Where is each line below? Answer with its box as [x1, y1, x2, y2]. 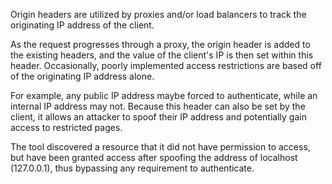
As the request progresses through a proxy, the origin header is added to [10, 39, 311, 50]
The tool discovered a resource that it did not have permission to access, [10, 141, 311, 153]
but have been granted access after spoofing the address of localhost [10, 152, 298, 163]
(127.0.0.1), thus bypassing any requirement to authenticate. [10, 162, 255, 174]
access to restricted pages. [10, 122, 123, 133]
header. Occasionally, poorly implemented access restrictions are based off [10, 60, 322, 71]
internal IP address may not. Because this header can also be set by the [10, 100, 306, 112]
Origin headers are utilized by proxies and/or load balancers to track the [10, 9, 307, 20]
